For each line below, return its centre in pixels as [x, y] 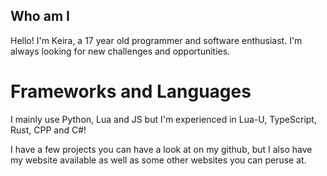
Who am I [40, 16]
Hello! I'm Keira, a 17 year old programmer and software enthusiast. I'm [156, 40]
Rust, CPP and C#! [48, 130]
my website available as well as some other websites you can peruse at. [158, 160]
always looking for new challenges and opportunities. [120, 51]
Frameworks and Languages [131, 91]
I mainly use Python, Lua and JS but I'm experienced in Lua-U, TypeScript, [163, 119]
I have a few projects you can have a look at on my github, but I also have [161, 149]
